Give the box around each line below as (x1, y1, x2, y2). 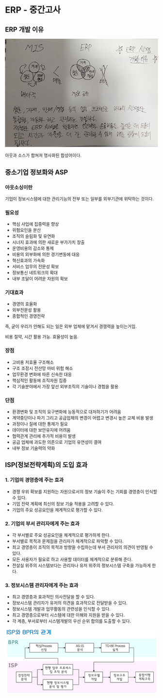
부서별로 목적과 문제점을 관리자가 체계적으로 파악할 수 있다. (12, 538, 124, 544)
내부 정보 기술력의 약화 (12, 445, 55, 451)
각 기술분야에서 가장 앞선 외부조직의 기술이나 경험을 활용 (12, 384, 119, 389)
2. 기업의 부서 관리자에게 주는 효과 (5, 520, 80, 527)
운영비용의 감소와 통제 (12, 245, 54, 251)
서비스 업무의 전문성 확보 (12, 263, 59, 270)
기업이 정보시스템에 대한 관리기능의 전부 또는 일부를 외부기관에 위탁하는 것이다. (5, 195, 154, 202)
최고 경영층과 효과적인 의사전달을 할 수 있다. (12, 594, 96, 600)
